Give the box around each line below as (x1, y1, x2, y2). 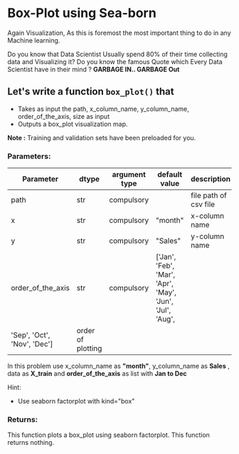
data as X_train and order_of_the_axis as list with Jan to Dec (7, 369, 187, 378)
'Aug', (155, 315, 176, 324)
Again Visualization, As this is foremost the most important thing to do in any (7, 28, 231, 37)
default (157, 169, 183, 179)
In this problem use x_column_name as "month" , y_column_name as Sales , (7, 361, 230, 371)
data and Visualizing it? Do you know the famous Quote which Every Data (7, 57, 223, 65)
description (191, 174, 231, 184)
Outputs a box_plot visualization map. (17, 120, 128, 128)
